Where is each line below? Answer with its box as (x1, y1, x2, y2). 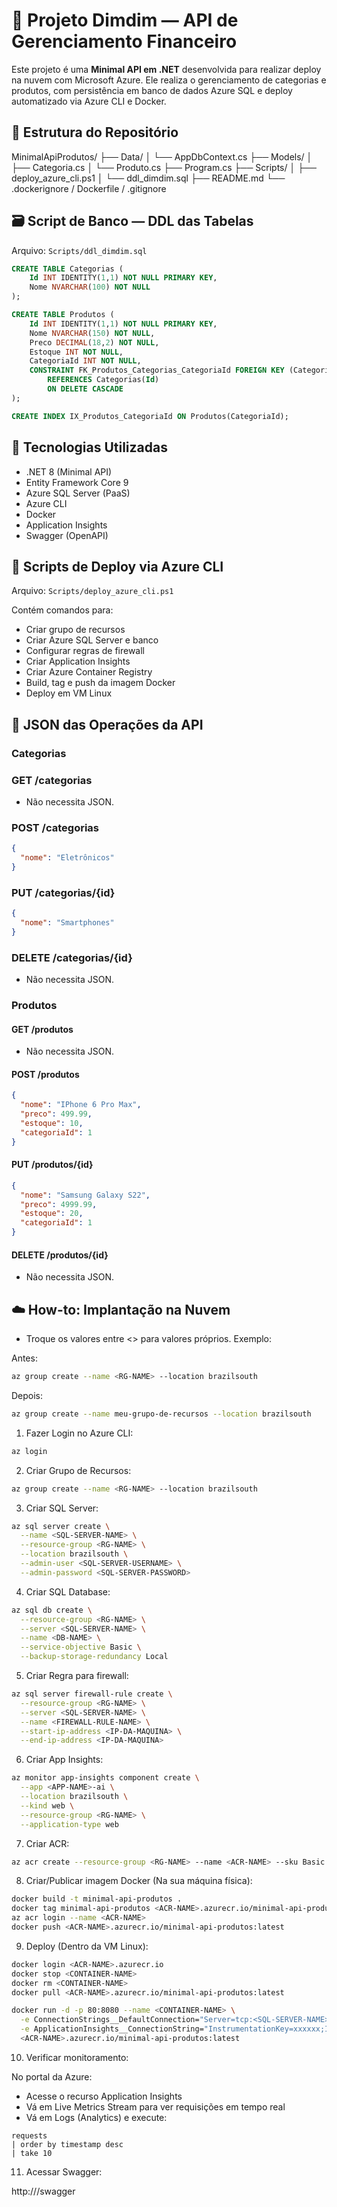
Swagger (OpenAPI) (25, 529, 109, 541)
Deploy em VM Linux (25, 687, 113, 699)
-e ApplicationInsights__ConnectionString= (20, 2024, 204, 2034)
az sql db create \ (11, 1605, 93, 1615)
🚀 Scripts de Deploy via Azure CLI (11, 558, 224, 575)
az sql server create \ (11, 1521, 111, 1531)
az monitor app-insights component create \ (11, 1773, 200, 1783)
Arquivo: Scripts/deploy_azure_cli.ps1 (11, 585, 174, 597)
